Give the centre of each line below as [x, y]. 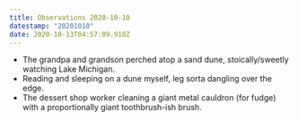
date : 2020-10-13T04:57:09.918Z [70, 34]
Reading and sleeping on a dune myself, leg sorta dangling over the [147, 79]
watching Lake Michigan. [68, 69]
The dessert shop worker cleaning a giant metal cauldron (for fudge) [149, 98]
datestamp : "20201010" [52, 26]
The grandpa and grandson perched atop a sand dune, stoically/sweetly [155, 60]
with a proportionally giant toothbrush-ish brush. [112, 108]
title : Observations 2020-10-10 [70, 17]
